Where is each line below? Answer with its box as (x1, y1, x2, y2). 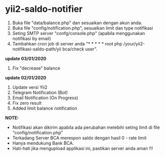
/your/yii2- (123, 40, 145, 46)
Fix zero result (12, 100, 42, 106)
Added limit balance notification (12, 105, 78, 111)
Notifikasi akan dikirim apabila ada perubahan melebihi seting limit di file (12, 124, 160, 130)
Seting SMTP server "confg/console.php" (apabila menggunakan (12, 30, 145, 36)
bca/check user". (62, 46, 98, 52)
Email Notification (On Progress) (12, 95, 78, 101)
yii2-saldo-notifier (5, 3, 83, 15)
